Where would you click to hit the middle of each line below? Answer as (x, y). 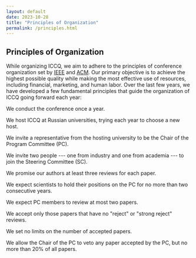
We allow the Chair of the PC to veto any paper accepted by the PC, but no (97, 243)
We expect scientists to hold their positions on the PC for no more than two (97, 185)
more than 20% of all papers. (41, 249)
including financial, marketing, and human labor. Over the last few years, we (98, 85)
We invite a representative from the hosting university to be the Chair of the (98, 138)
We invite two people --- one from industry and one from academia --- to (95, 156)
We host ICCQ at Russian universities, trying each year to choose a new (93, 120)
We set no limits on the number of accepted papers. (69, 231)
